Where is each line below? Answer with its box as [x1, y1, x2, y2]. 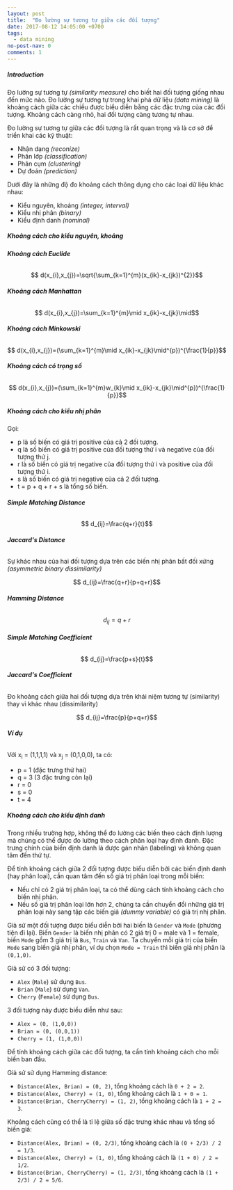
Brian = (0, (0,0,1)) [17, 1028, 80, 1035]
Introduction [7, 70, 44, 79]
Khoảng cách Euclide [7, 249, 71, 257]
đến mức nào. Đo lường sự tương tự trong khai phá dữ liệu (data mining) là [7, 95, 220, 104]
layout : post [7, 10, 45, 17]
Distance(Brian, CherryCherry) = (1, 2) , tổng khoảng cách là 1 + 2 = [17, 1097, 222, 1105]
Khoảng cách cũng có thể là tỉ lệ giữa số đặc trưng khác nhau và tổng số [7, 1118, 216, 1126]
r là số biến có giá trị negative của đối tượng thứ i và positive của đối [17, 460, 214, 468]
